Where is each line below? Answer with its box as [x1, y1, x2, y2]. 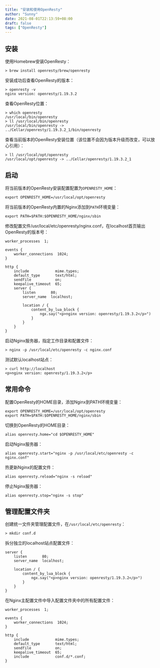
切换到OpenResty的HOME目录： [5, 422, 70, 428]
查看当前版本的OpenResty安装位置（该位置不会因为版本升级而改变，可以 [5, 136, 151, 142]
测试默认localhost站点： [5, 356, 53, 362]
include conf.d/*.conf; [14, 654, 86, 659]
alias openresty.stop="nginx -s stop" [5, 493, 84, 498]
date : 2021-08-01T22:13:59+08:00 [5, 16, 73, 21]
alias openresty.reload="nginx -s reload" [5, 474, 92, 479]
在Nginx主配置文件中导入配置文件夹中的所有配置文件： [5, 598, 115, 604]
